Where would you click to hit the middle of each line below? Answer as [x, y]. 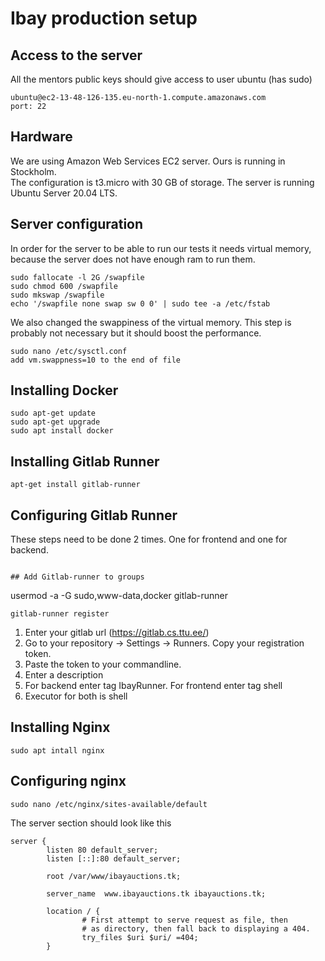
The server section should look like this [91, 823]
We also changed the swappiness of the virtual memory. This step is [151, 322]
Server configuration [77, 224]
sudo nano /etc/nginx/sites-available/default [109, 804]
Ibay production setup [104, 18]
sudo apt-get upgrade [55, 422]
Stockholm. [33, 171]
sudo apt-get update [53, 413]
